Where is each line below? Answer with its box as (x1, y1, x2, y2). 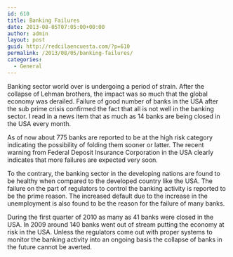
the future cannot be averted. (7, 242, 93, 251)
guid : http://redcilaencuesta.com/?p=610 (7, 43, 131, 50)
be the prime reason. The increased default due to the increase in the (7, 192, 208, 200)
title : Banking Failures (7, 17, 80, 24)
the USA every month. (7, 119, 72, 127)
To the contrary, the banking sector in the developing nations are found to (7, 169, 221, 177)
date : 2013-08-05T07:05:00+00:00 (7, 23, 105, 30)
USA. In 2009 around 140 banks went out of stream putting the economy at (7, 220, 225, 229)
